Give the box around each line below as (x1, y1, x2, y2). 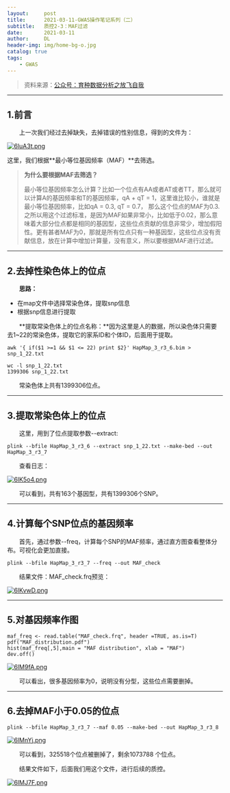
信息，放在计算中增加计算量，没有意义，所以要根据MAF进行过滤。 (29, 237, 218, 245)
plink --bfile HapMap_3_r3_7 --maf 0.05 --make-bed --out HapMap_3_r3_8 (7, 724, 219, 731)
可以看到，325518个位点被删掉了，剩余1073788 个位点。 (19, 750, 179, 758)
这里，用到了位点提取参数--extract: (19, 429, 118, 438)
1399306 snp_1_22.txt (7, 368, 69, 375)
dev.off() (7, 651, 36, 657)
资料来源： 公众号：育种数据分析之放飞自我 (23, 80, 144, 89)
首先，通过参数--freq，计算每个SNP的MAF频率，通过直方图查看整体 (19, 537, 212, 545)
